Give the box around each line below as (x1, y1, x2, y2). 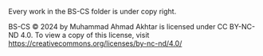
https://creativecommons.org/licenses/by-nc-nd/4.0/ (8, 39, 183, 48)
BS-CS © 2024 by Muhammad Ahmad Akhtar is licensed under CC (8, 22, 229, 31)
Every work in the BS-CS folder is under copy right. (8, 7, 177, 16)
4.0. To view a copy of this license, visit (20, 31, 150, 39)
